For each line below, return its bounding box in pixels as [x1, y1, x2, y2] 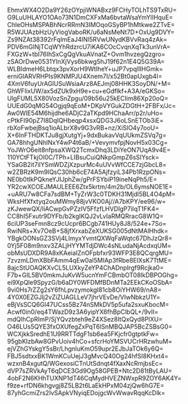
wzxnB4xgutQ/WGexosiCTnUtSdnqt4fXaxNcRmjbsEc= [7, 360, 163, 367]
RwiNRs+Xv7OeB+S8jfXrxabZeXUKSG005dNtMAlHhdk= [7, 227, 169, 235]
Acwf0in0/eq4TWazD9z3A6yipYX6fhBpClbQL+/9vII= [7, 308, 159, 316]
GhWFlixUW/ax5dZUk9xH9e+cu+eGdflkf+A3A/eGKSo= [7, 87, 166, 95]
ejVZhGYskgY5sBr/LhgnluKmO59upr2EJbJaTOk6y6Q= [7, 344, 164, 353]
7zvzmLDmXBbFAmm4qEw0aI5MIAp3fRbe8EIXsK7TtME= [7, 256, 172, 264]
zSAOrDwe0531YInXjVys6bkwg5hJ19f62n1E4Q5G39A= [7, 58, 165, 65]
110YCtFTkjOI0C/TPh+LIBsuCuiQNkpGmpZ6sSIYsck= [7, 153, 160, 161]
